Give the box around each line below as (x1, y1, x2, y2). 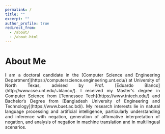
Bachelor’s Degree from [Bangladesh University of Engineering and (5, 98, 160, 104)
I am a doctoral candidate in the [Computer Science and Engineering (5, 72, 160, 78)
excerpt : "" (5, 16, 29, 21)
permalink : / (5, 7, 32, 12)
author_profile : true (5, 21, 50, 26)
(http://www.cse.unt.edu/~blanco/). (5, 87, 77, 93)
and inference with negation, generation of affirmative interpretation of (5, 113, 160, 119)
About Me (5, 56, 46, 67)
